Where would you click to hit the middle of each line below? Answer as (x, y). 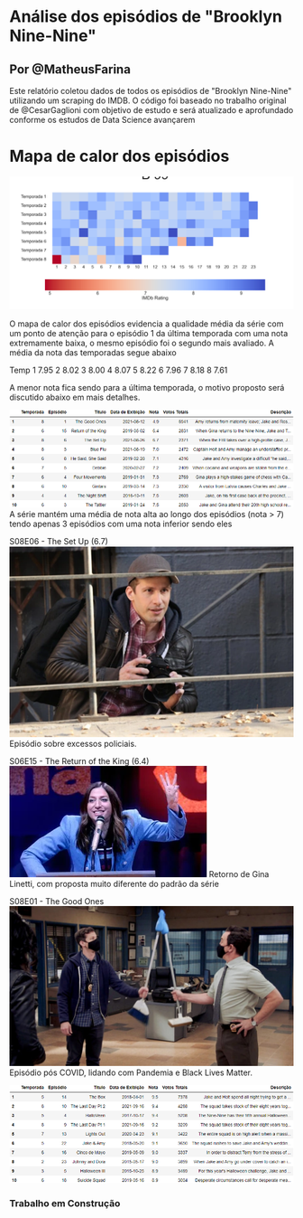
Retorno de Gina (239, 873)
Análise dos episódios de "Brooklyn (146, 17)
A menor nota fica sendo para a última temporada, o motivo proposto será (147, 387)
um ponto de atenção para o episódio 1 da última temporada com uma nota (149, 333)
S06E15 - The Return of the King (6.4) (79, 760)
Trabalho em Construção (65, 1204)
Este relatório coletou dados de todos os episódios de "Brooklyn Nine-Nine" (151, 91)
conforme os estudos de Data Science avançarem (102, 120)
